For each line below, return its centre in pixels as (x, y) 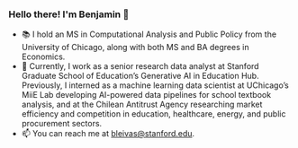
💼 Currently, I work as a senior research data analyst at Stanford (140, 66)
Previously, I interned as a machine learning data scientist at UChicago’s (155, 85)
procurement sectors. (62, 124)
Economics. (43, 57)
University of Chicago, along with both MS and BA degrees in (135, 48)
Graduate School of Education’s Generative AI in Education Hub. (140, 76)
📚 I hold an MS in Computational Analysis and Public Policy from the (149, 34)
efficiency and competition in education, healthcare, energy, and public (154, 114)
